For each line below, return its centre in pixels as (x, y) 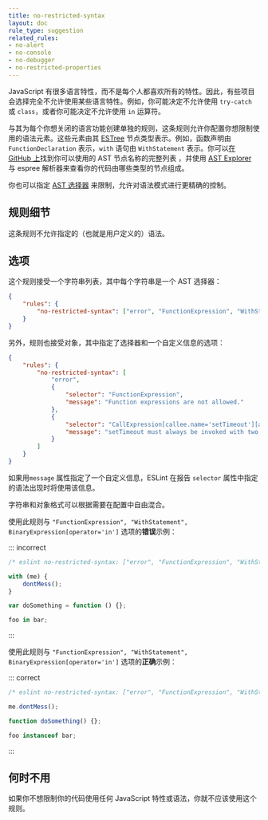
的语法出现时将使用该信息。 (54, 487)
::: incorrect (27, 547)
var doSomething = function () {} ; (67, 606)
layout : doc (28, 23)
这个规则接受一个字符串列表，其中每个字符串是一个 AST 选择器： (115, 282)
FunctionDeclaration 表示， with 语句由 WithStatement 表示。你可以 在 (122, 148)
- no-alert (26, 45)
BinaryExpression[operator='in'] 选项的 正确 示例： (93, 662)
